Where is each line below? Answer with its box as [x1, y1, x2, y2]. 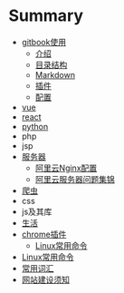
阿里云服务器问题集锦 [34, 173, 115, 184]
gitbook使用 [21, 36, 67, 47]
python [21, 121, 49, 132]
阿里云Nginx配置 [34, 162, 98, 173]
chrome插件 [21, 229, 67, 239]
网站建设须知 [21, 274, 70, 285]
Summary [8, 5, 83, 26]
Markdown [34, 69, 76, 80]
